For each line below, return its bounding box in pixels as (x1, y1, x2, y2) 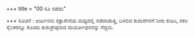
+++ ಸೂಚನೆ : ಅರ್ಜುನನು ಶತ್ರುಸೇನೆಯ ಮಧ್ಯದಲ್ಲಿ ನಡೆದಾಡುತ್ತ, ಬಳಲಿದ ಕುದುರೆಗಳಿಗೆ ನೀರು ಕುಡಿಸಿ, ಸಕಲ (6, 17, 189, 24)
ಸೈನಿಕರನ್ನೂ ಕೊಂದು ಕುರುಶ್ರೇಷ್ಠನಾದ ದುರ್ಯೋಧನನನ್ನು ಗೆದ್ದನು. (6, 24, 114, 30)
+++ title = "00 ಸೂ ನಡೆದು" (6, 5, 66, 12)
